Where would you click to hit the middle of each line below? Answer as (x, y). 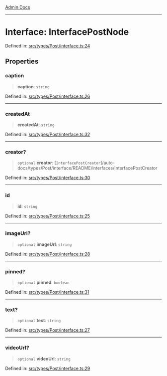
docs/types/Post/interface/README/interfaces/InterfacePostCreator (87, 168)
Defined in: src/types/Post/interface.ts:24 (48, 46)
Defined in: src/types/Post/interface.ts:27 (48, 330)
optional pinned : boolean (43, 282)
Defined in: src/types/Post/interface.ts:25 (48, 216)
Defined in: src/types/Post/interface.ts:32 (48, 134)
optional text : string (39, 321)
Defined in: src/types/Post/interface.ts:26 (48, 96)
